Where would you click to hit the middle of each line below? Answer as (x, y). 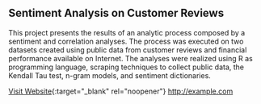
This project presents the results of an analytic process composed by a (127, 32)
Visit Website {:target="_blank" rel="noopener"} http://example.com (121, 91)
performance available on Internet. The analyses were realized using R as (130, 58)
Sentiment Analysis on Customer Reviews (116, 13)
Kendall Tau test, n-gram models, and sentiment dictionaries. (110, 75)
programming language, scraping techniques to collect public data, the (126, 67)
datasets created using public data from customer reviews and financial (128, 50)
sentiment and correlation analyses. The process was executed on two (126, 41)
